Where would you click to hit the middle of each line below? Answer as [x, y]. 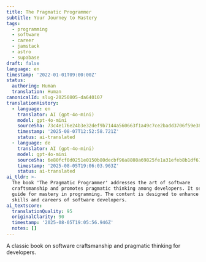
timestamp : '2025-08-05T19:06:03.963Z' [68, 166]
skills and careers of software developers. [70, 200]
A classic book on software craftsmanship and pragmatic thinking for [93, 245]
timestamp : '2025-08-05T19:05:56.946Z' [63, 223]
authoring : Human [34, 86]
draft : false [23, 63]
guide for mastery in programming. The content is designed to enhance [105, 194]
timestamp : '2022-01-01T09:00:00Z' [52, 75]
